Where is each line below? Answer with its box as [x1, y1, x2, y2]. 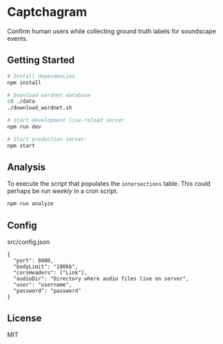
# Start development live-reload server [7, 117, 125, 124]
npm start [7, 142, 36, 149]
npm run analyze [7, 200, 54, 207]
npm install [7, 79, 41, 86]
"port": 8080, [13, 257, 54, 265]
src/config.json [7, 238, 50, 246]
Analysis [7, 162, 46, 173]
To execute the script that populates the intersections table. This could [7, 180, 211, 188]
